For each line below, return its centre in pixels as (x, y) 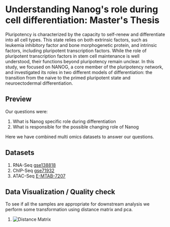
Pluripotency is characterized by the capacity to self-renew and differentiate (85, 34)
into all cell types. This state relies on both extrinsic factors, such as (76, 40)
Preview (19, 99)
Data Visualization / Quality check (60, 192)
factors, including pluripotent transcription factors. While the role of (76, 51)
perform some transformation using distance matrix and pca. (69, 210)
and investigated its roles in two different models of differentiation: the (79, 72)
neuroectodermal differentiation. (39, 83)
